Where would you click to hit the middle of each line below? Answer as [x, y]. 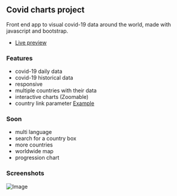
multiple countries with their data [56, 90]
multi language [33, 132]
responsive [29, 84]
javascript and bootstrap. [37, 31]
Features [20, 58]
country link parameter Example [54, 103]
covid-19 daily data [39, 71]
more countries [34, 145]
